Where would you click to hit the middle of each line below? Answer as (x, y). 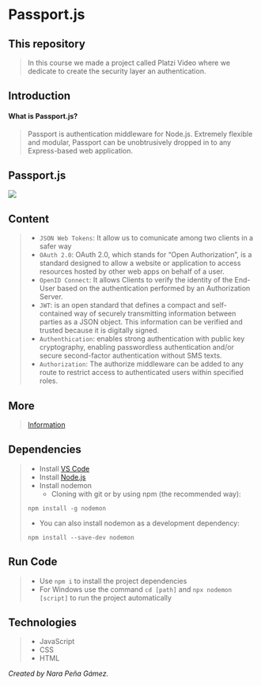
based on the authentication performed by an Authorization (153, 288)
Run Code (33, 562)
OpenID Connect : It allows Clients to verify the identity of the (136, 280)
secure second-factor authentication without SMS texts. (131, 356)
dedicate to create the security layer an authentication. (117, 71)
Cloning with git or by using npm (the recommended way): (146, 494)
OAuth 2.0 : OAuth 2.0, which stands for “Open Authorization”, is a (146, 255)
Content (29, 219)
